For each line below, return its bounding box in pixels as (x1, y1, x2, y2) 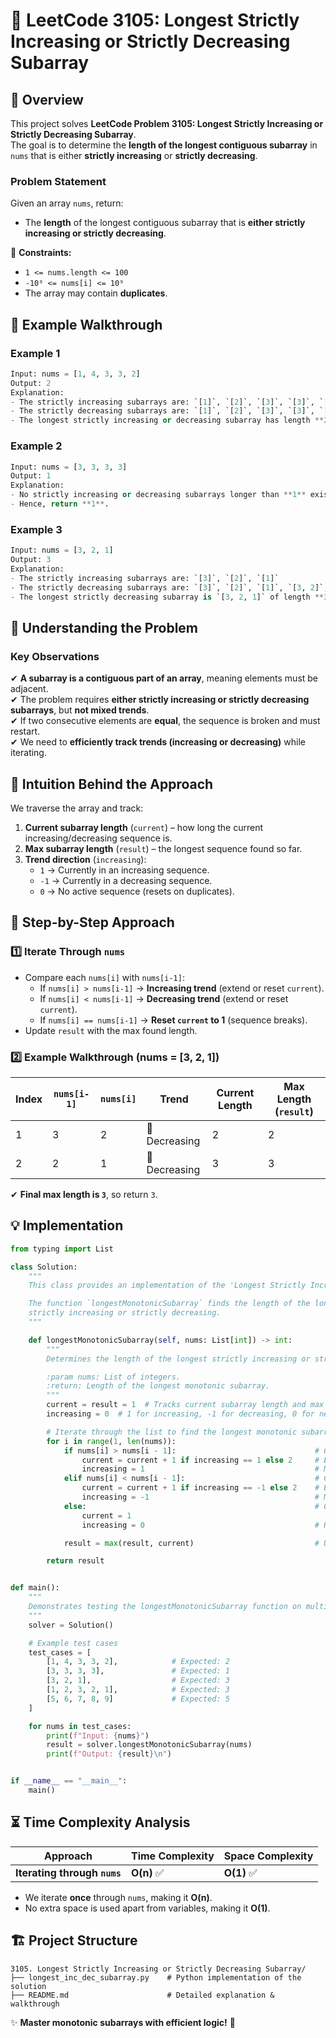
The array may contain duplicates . (24, 287, 168, 299)
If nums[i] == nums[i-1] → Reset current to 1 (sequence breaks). (39, 1014, 308, 1026)
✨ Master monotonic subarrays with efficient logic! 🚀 (10, 2016, 236, 2028)
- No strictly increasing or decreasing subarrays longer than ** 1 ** (10, 490, 307, 500)
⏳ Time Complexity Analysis (10, 1814, 191, 1831)
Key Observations (10, 649, 100, 663)
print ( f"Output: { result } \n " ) (46, 1749, 172, 1759)
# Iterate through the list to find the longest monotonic (46, 1427, 298, 1437)
